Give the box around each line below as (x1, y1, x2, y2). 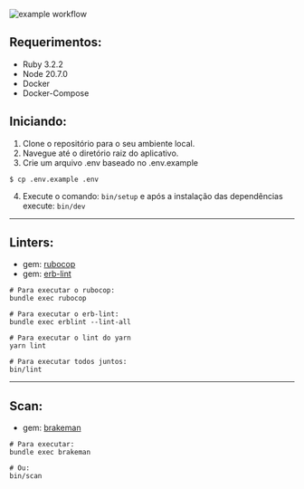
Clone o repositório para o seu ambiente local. (22, 138, 195, 149)
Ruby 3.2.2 (22, 59, 63, 70)
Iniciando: (9, 114, 68, 129)
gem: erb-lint (22, 268, 72, 280)
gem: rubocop (22, 259, 76, 270)
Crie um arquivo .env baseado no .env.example (22, 157, 199, 168)
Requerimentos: (9, 34, 102, 50)
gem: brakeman (22, 422, 81, 434)
